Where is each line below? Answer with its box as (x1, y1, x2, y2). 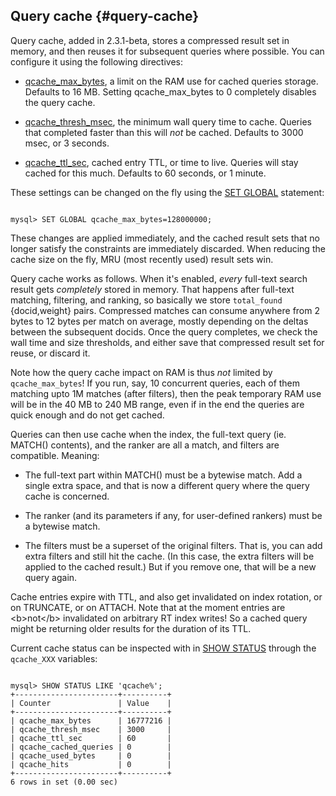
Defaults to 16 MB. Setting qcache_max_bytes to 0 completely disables (24, 85, 317, 98)
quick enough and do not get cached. (10, 409, 165, 421)
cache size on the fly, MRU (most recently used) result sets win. (10, 253, 274, 265)
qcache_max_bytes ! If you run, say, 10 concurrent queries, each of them (10, 377, 301, 389)
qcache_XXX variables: (10, 652, 98, 664)
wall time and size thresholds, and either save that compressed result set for (10, 336, 325, 348)
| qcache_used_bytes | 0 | (10, 750, 172, 761)
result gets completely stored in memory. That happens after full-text (10, 283, 295, 295)
